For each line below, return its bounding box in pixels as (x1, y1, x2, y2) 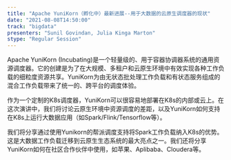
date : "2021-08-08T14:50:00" (7, 17, 91, 23)
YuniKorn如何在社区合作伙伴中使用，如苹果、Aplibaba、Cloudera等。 (7, 146, 205, 154)
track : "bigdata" (7, 23, 57, 30)
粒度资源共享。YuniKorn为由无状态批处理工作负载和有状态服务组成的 (25, 73, 221, 81)
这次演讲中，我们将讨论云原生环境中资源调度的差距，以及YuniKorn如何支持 (7, 105, 221, 113)
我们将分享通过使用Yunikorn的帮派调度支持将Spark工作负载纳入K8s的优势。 (7, 128, 223, 137)
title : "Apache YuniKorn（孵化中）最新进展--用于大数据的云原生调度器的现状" (7, 10, 211, 17)
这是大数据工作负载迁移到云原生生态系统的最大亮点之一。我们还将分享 (7, 137, 207, 145)
